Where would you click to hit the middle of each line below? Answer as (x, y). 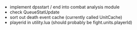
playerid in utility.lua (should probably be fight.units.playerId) (71, 22)
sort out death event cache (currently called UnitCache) (66, 17)
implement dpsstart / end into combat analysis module (65, 7)
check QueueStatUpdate (34, 12)
